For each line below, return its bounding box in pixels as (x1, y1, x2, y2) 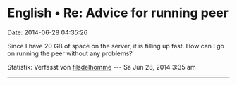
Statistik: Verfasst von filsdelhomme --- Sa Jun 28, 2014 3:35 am (7, 63, 196, 71)
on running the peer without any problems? (7, 49, 133, 58)
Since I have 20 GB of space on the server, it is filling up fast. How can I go (7, 41, 224, 50)
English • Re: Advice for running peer (7, 5, 229, 21)
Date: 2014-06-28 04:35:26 (7, 28, 88, 37)
